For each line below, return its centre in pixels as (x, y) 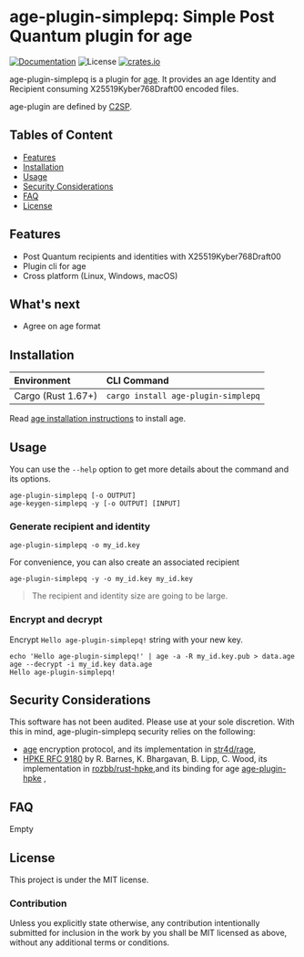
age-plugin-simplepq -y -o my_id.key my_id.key (101, 579)
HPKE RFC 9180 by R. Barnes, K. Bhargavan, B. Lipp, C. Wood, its (145, 759)
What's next (45, 304)
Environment (42, 380)
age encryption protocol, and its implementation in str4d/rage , (139, 749)
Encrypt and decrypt (56, 619)
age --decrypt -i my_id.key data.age (81, 664)
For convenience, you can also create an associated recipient (124, 562)
